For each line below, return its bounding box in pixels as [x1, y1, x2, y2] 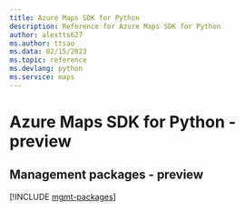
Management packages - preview [9, 167, 204, 183]
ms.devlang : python [9, 65, 83, 74]
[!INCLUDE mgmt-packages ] [9, 191, 116, 202]
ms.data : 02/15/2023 [9, 47, 88, 56]
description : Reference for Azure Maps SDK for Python [9, 22, 221, 31]
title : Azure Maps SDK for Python [9, 13, 141, 23]
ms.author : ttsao [9, 38, 75, 48]
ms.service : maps [9, 73, 75, 82]
